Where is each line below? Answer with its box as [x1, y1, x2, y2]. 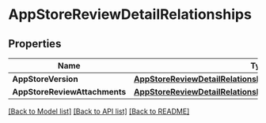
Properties [8, 37, 62, 50]
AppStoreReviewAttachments [12, 87, 127, 97]
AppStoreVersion [12, 73, 78, 84]
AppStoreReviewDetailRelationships [8, 6, 252, 24]
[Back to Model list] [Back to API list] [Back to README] [8, 106, 190, 116]
